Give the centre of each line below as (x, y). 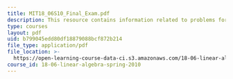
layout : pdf (24, 33)
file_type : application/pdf (48, 45)
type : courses (28, 26)
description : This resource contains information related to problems (111, 20)
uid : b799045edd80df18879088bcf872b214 (65, 39)
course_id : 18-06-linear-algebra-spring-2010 (74, 65)
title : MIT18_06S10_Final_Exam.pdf (59, 13)
